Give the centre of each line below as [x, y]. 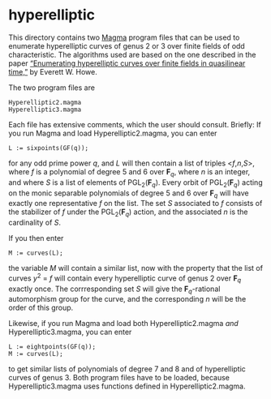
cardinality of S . [35, 223]
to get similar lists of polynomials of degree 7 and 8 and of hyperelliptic [127, 369]
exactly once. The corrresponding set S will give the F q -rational [114, 290]
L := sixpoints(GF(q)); [49, 148]
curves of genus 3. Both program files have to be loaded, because [119, 378]
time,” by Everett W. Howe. [53, 71]
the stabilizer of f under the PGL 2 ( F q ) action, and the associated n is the [129, 213]
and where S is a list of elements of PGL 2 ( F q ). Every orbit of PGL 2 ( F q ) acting [135, 183]
